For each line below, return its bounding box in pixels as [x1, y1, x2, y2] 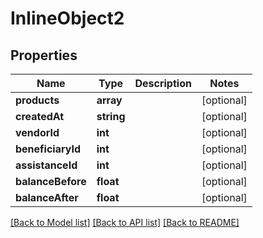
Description [134, 77, 192, 90]
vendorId [15, 126, 60, 139]
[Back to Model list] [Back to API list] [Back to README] [10, 217, 240, 228]
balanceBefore [15, 175, 87, 188]
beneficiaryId [15, 142, 81, 156]
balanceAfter [15, 191, 79, 204]
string [96, 110, 126, 123]
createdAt [15, 110, 65, 123]
